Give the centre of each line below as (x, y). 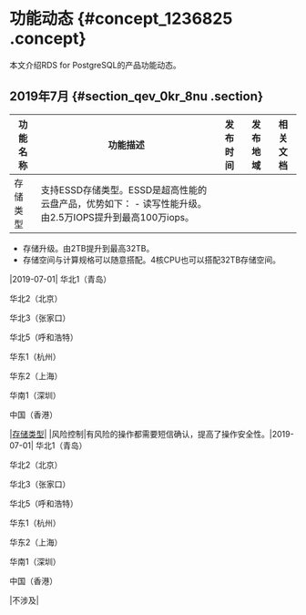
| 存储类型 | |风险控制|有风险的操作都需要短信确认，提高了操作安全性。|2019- (152, 434)
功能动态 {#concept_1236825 (121, 19)
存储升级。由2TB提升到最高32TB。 (88, 248)
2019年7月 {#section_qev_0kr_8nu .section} (137, 97)
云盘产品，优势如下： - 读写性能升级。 (124, 203)
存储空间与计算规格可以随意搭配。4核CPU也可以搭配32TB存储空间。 (151, 260)
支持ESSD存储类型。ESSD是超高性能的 (124, 190)
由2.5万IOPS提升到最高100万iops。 (117, 217)
